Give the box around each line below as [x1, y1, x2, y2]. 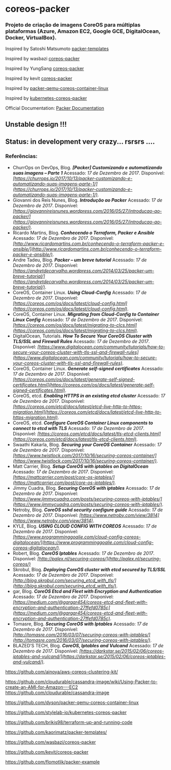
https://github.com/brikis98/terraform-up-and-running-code [5, 719, 133, 725]
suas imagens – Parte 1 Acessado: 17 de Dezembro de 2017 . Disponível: [12, 170, 165, 176]
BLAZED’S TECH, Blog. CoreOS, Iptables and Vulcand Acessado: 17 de [12, 642, 164, 648]
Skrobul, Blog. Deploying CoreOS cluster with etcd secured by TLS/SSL [12, 566, 166, 573]
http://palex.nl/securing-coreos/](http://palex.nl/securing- [39, 555, 161, 561]
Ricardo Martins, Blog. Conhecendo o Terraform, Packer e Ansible [12, 230, 155, 236]
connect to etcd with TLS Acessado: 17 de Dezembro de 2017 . [12, 425, 144, 431]
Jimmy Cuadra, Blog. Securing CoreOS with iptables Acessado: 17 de [12, 485, 161, 491]
